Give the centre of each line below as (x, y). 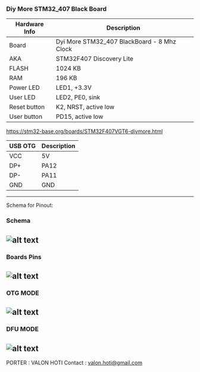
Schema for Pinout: (30, 205)
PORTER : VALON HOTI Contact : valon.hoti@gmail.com (74, 362)
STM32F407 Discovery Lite (95, 59)
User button (26, 116)
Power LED (25, 88)
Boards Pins (24, 257)
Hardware (29, 24)
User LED (22, 97)
